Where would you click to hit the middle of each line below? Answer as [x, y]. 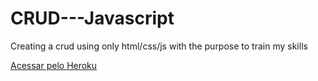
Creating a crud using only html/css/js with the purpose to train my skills [159, 46]
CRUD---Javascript [92, 18]
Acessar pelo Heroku [54, 65]
